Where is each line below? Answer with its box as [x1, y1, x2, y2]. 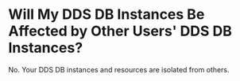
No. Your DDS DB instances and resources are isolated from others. [8, 64, 230, 74]
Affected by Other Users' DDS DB [8, 22, 232, 40]
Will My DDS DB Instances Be [8, 6, 205, 24]
